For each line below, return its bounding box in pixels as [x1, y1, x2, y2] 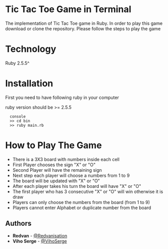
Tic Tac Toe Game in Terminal [5, 4, 132, 15]
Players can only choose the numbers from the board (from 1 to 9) [12, 199, 150, 205]
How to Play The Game [5, 140, 102, 151]
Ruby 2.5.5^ [5, 60, 30, 66]
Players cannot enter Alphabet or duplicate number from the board [12, 205, 151, 211]
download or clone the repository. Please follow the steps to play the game [5, 25, 161, 31]
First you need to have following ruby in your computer [5, 94, 120, 101]
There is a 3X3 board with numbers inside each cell [12, 156, 120, 162]
